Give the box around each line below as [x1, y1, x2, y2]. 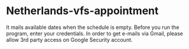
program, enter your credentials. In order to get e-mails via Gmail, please [6, 30, 183, 37]
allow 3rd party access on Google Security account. [6, 36, 133, 43]
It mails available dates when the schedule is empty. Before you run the [6, 24, 180, 31]
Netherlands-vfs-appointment [6, 4, 159, 18]
